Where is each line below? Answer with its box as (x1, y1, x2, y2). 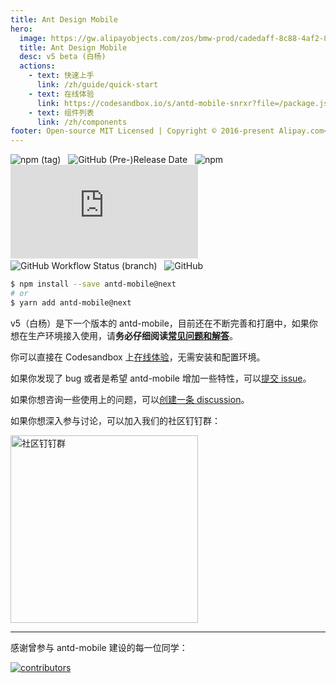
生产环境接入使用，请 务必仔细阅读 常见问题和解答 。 (27, 329, 238, 341)
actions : (19, 61, 56, 71)
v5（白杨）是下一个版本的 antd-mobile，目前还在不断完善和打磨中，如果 (10, 317, 310, 329)
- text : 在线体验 (28, 89, 95, 99)
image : (19, 33, 47, 43)
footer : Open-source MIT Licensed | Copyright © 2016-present (10, 126, 275, 136)
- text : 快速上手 (28, 71, 95, 81)
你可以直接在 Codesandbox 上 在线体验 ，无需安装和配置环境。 (10, 351, 266, 363)
